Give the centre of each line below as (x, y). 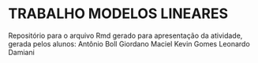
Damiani (22, 52)
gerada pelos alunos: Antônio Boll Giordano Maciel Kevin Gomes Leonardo (129, 43)
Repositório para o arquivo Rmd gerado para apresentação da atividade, (125, 35)
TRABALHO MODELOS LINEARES (118, 14)
